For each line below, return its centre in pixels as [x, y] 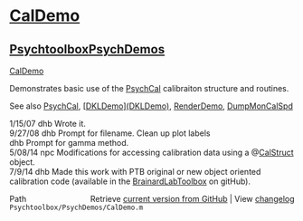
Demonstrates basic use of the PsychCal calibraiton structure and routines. [149, 88]
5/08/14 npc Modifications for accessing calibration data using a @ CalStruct [151, 152]
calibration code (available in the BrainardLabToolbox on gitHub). [130, 181]
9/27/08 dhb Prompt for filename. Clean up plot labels [110, 133]
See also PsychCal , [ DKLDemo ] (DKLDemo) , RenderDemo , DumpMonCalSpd [151, 106]
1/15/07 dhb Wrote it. [47, 124]
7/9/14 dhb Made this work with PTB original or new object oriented [135, 172]
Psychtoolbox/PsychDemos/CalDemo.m [76, 207]
